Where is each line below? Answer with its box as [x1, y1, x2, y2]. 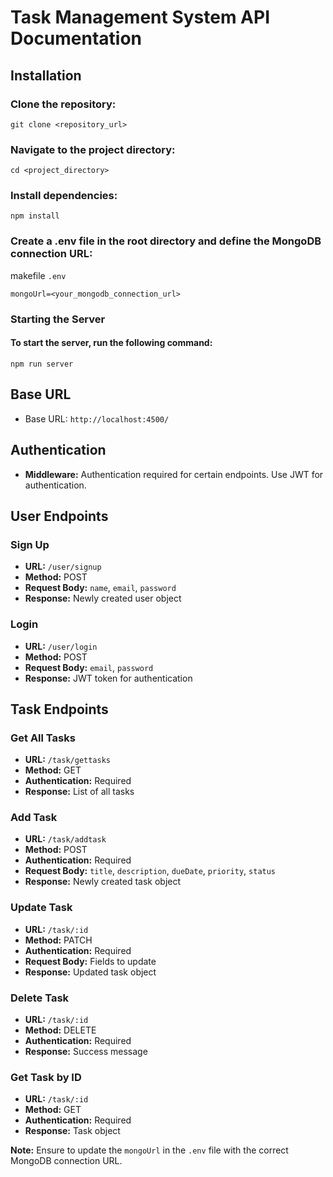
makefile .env [10, 269, 67, 281]
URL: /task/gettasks [24, 754, 112, 766]
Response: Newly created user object [24, 592, 182, 605]
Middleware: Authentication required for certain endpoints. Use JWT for [24, 468, 324, 480]
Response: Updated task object [24, 966, 157, 978]
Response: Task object [24, 1125, 121, 1137]
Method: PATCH [24, 934, 93, 946]
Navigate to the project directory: [10, 142, 176, 156]
